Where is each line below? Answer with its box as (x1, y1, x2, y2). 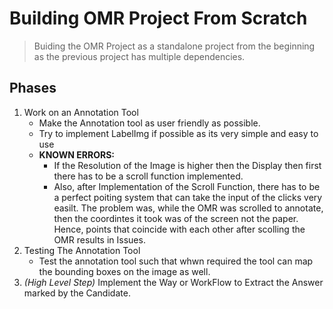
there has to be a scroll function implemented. (53, 170, 244, 182)
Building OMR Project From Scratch (9, 7, 308, 30)
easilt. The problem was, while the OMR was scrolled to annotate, (53, 202, 324, 214)
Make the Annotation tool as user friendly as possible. (38, 117, 261, 129)
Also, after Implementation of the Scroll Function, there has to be (53, 180, 321, 192)
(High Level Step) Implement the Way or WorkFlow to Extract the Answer (23, 276, 324, 288)
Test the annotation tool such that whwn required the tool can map (38, 255, 314, 267)
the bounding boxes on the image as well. (38, 265, 211, 277)
